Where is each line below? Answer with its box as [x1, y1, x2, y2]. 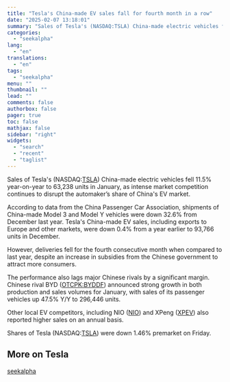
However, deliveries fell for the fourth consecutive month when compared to [7, 245, 222, 253]
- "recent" [13, 150, 44, 157]
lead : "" [7, 93, 32, 100]
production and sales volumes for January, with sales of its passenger [7, 288, 205, 296]
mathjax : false [7, 125, 51, 131]
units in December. [7, 232, 60, 240]
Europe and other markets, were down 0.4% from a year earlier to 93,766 [7, 225, 214, 233]
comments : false [7, 99, 53, 106]
